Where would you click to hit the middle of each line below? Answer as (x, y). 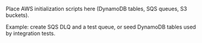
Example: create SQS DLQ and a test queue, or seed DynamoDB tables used (101, 27)
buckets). (18, 15)
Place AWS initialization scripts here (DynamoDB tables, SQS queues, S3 (96, 9)
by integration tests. (31, 33)
